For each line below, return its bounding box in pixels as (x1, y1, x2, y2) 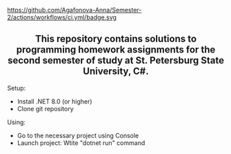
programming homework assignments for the (16, 44, 216, 56)
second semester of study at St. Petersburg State (7, 55, 225, 66)
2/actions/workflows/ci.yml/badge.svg (7, 13, 117, 21)
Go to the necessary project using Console (17, 131, 139, 139)
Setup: (7, 84, 26, 92)
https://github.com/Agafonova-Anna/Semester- (7, 6, 142, 14)
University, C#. (82, 66, 150, 77)
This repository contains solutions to (34, 33, 197, 45)
